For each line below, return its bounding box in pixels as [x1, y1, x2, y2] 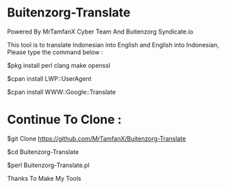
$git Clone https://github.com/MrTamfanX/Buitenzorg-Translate [7, 134, 186, 142]
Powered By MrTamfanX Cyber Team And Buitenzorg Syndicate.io [7, 27, 194, 36]
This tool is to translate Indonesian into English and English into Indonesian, [7, 40, 219, 49]
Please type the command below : [7, 48, 103, 56]
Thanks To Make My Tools [7, 174, 81, 182]
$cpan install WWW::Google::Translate [7, 88, 116, 96]
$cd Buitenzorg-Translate [7, 147, 79, 155]
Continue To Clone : [7, 112, 122, 127]
